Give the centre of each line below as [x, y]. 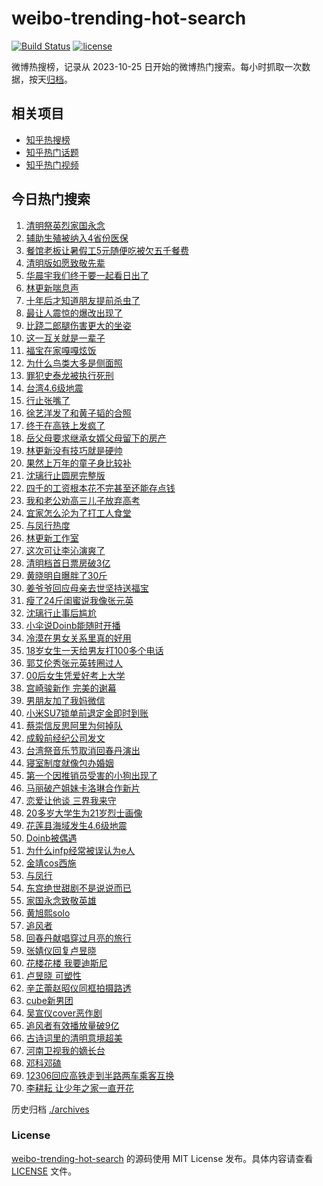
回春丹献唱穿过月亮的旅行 [78, 938]
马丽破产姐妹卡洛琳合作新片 [83, 788]
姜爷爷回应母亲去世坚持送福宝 [87, 588]
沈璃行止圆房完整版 [65, 475]
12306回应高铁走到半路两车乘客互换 [100, 1075]
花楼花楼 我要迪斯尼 [66, 963]
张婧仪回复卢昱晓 [61, 950]
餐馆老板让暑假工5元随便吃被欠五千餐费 [107, 250]
